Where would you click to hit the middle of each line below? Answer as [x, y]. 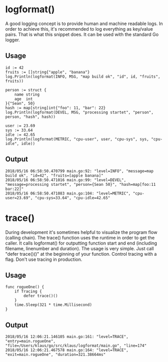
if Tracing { [28, 292]
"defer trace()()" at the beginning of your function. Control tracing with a [81, 254]
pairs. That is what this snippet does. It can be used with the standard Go [82, 34]
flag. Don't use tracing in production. [44, 259]
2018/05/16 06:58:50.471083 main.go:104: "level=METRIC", [68, 193]
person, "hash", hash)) [31, 117]
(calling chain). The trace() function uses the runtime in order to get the [80, 237]
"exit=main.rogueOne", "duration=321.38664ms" [55, 355]
